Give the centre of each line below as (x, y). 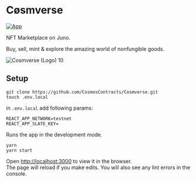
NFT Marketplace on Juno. (38, 37)
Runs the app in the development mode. (54, 134)
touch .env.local (27, 97)
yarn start (19, 150)
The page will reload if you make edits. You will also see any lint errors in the (98, 167)
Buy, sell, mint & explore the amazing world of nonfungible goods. (85, 49)
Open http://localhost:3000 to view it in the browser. (69, 161)
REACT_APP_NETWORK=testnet (39, 118)
